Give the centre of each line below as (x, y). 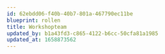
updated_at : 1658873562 (42, 40)
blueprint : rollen (33, 20)
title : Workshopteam (37, 27)
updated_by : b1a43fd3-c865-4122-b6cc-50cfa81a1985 (82, 33)
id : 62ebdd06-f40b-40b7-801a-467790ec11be (70, 14)
